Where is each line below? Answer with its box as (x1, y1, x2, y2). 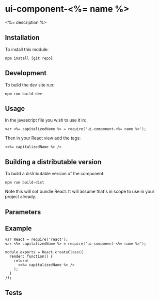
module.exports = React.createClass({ (5, 250, 83, 255)
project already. (5, 194, 36, 200)
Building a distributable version (5, 158, 102, 166)
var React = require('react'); (5, 237, 68, 242)
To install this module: (5, 46, 49, 52)
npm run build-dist (5, 180, 45, 185)
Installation (5, 33, 40, 42)
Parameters (5, 208, 41, 216)
